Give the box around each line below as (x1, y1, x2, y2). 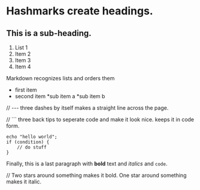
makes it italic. (6, 178, 42, 185)
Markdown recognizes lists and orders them (6, 75, 115, 82)
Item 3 (14, 57, 31, 64)
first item (14, 86, 37, 94)
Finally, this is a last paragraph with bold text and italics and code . (6, 160, 168, 167)
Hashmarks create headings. (6, 4, 154, 18)
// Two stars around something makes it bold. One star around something (6, 172, 187, 179)
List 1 (14, 44, 28, 51)
